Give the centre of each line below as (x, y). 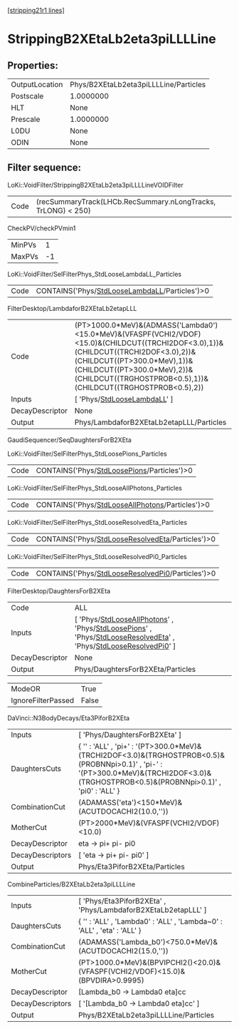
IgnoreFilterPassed (43, 700)
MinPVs (24, 245)
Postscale (27, 96)
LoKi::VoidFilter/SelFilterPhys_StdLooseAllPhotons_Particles (95, 488)
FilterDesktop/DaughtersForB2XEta (59, 590)
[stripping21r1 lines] (36, 10)
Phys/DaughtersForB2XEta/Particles (135, 669)
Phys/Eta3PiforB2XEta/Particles (131, 866)
